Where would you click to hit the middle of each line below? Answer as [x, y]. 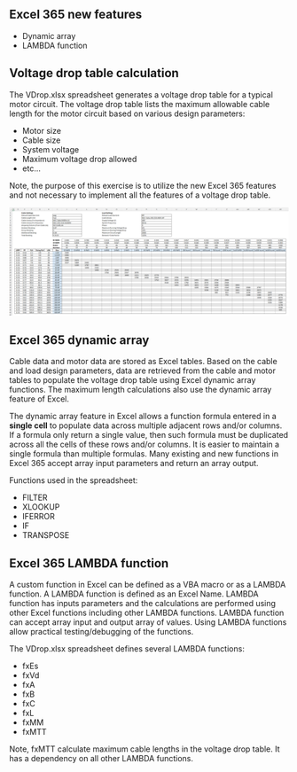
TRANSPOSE [46, 535]
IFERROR [38, 517]
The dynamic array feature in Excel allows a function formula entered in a [143, 417]
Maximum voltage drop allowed [79, 159]
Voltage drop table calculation [94, 73]
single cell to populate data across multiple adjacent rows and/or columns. [146, 425]
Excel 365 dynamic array [79, 340]
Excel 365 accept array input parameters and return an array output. [134, 464]
